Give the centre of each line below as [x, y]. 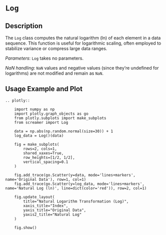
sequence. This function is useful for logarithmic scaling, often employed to [83, 43]
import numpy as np [35, 109]
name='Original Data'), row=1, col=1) [46, 179]
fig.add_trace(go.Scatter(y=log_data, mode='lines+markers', [79, 184]
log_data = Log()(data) [39, 136]
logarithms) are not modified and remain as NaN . [54, 73]
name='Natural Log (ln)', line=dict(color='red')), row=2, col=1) [76, 188]
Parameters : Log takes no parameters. [44, 58]
